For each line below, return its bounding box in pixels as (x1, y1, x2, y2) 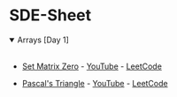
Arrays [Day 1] (17, 34, 69, 45)
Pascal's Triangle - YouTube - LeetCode (21, 78, 168, 88)
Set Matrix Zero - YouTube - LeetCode (21, 61, 162, 71)
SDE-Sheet (9, 5, 92, 26)
